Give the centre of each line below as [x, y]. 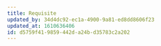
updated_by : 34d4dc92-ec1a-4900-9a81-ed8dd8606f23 [81, 20]
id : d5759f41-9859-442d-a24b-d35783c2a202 [69, 32]
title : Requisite [32, 13]
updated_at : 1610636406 [41, 26]
